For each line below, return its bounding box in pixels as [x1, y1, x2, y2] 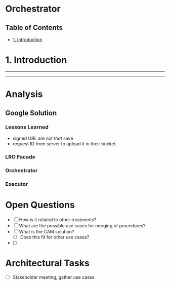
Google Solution [5, 108, 57, 117]
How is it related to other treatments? [19, 216, 97, 223]
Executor [5, 180, 28, 187]
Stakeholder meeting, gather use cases [12, 274, 95, 280]
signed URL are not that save [12, 135, 73, 141]
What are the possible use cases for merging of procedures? [19, 222, 146, 228]
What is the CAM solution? [19, 228, 74, 234]
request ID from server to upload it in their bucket [12, 140, 116, 147]
